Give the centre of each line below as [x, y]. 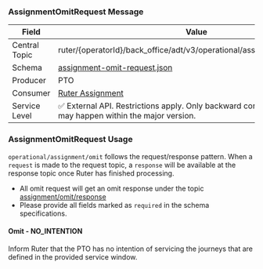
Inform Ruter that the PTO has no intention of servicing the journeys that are [130, 249]
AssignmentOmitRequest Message [76, 12]
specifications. [43, 213]
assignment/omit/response [63, 196]
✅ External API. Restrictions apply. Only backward [150, 106]
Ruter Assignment [91, 93]
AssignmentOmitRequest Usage [70, 140]
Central [25, 45]
